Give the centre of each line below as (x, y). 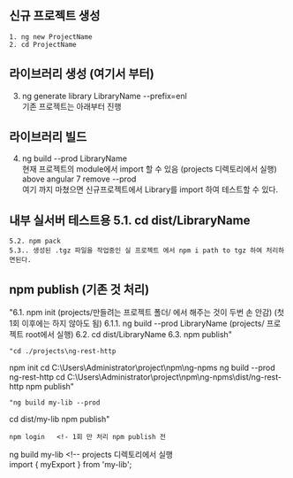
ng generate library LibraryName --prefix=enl (104, 96)
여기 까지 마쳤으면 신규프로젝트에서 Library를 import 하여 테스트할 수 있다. (150, 189)
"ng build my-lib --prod (55, 403)
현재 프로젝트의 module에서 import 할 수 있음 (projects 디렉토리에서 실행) (150, 169)
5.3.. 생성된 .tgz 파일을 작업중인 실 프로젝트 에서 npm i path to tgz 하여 (136, 251)
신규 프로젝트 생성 (55, 16)
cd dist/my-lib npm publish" (60, 420)
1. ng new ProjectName (51, 37)
